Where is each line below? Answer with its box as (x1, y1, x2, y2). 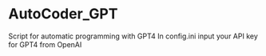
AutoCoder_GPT (8, 5, 118, 23)
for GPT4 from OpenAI (8, 39, 82, 49)
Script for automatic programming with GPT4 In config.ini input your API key (8, 31, 258, 41)
